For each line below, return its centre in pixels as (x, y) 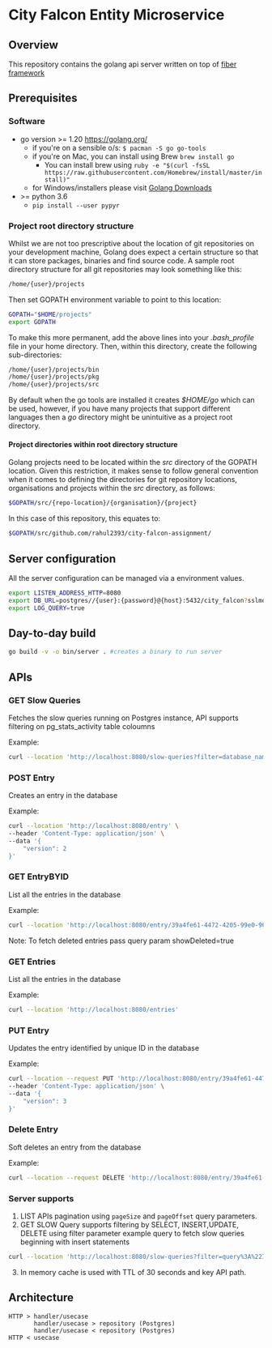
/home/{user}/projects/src (54, 385)
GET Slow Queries (45, 700)
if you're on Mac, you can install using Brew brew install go (133, 156)
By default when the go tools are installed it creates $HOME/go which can (132, 400)
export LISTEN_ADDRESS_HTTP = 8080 (65, 593)
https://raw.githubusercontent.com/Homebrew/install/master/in (153, 173)
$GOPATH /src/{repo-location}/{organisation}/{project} (103, 503)
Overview (34, 45)
